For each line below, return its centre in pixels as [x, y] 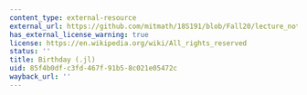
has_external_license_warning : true [79, 34]
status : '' [30, 52]
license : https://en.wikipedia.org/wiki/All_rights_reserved [128, 43]
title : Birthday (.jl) [53, 60]
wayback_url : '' [40, 77]
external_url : [37, 26]
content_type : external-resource [73, 18]
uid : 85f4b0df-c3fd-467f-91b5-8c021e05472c [94, 69]
